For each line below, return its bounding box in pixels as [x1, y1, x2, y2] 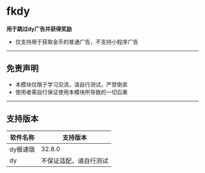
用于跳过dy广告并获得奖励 [6, 25, 72, 32]
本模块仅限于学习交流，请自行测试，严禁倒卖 [15, 80, 128, 88]
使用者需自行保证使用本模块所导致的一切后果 [15, 88, 128, 96]
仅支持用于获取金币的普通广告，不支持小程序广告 [15, 38, 138, 45]
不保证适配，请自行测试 [40, 157, 109, 165]
